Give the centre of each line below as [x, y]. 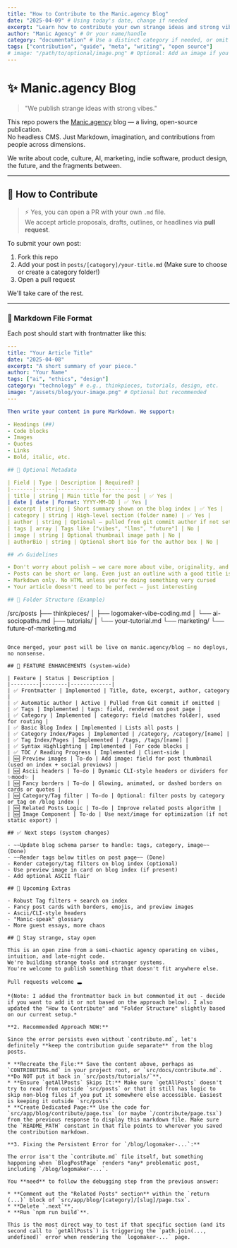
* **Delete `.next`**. [41, 1206]
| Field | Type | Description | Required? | [74, 482]
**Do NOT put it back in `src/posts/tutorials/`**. [85, 1076]
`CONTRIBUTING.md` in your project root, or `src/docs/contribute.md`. [115, 1070]
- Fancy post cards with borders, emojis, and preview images [101, 907]
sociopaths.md [29, 620]
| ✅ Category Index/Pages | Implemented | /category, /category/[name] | [119, 734]
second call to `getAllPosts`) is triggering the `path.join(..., [107, 1231]
